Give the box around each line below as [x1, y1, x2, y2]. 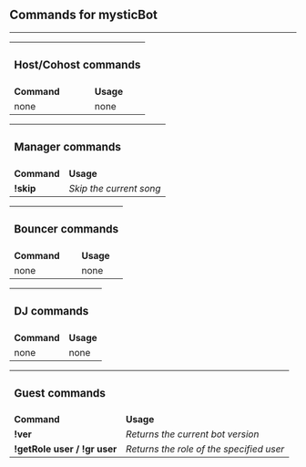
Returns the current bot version [126, 428, 260, 441]
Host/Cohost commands [14, 58, 141, 72]
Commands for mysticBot [9, 7, 158, 23]
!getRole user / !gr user [14, 442, 117, 455]
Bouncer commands [14, 222, 119, 236]
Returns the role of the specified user [126, 442, 285, 455]
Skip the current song [68, 182, 161, 194]
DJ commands [14, 304, 89, 318]
